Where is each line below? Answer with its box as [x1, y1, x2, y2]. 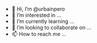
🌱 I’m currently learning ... [11, 18, 75, 24]
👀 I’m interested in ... [11, 12, 62, 19]
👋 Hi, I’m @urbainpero [11, 6, 65, 12]
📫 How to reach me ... [11, 31, 66, 37]
